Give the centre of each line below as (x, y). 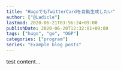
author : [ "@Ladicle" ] (33, 17)
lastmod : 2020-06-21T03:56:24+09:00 (52, 23)
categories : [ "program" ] (37, 39)
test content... (23, 61)
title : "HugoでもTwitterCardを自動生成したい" (61, 12)
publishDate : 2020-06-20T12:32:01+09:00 (58, 28)
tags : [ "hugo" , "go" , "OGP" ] (43, 34)
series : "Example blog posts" (44, 45)
